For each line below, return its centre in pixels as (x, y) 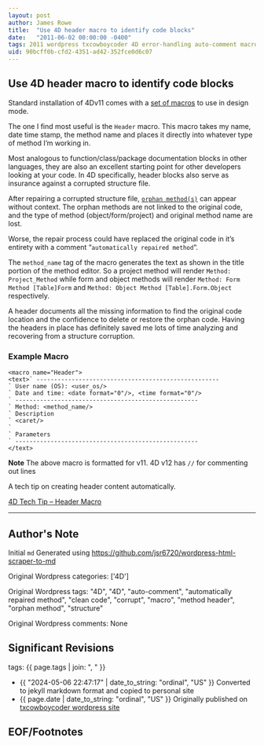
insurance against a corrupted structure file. (79, 183)
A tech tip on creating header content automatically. (92, 486)
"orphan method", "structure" (56, 608)
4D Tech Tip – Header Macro (55, 502)
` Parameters (29, 435)
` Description (31, 414)
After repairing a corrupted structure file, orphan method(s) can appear (123, 198)
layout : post (29, 15)
